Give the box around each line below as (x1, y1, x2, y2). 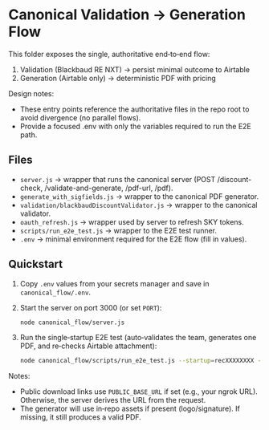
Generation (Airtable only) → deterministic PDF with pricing (19, 73, 217, 83)
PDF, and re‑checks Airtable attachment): (19, 341, 157, 351)
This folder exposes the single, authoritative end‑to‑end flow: (8, 49, 210, 59)
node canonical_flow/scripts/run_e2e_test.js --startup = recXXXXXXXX (19, 357, 255, 365)
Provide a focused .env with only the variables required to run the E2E (19, 121, 251, 131)
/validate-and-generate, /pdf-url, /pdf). (43, 183, 173, 193)
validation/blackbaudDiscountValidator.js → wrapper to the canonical (19, 200, 258, 209)
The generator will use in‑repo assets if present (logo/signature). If (19, 404, 241, 414)
